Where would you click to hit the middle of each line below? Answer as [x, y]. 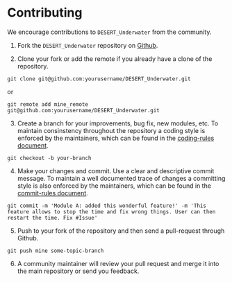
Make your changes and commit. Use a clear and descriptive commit [116, 170]
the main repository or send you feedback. [78, 271]
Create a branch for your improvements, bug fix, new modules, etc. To [118, 123]
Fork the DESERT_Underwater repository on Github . [88, 45]
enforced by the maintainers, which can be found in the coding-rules [116, 138]
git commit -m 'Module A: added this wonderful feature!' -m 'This [107, 206]
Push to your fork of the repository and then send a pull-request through [121, 231]
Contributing [45, 13]
